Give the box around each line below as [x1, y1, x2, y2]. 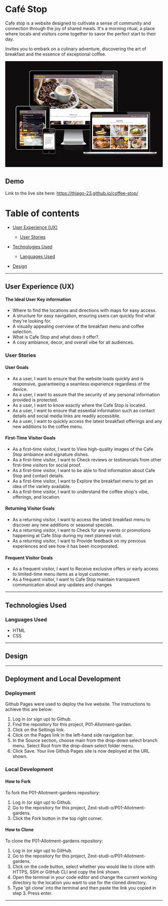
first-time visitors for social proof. [12, 462, 81, 468]
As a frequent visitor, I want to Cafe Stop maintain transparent [12, 576, 140, 582]
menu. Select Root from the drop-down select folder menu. [12, 743, 134, 749]
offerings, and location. [12, 494, 60, 500]
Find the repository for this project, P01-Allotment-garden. [12, 722, 132, 728]
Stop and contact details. [12, 473, 64, 479]
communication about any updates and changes [12, 582, 112, 588]
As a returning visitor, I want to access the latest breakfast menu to [12, 516, 150, 522]
